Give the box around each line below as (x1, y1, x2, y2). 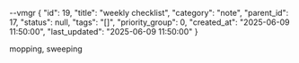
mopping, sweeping (9, 43, 83, 54)
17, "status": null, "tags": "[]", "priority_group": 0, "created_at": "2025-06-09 (9, 17, 290, 28)
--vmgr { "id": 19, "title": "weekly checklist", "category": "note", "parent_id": (9, 8, 289, 18)
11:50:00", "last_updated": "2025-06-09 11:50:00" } (9, 27, 198, 36)
